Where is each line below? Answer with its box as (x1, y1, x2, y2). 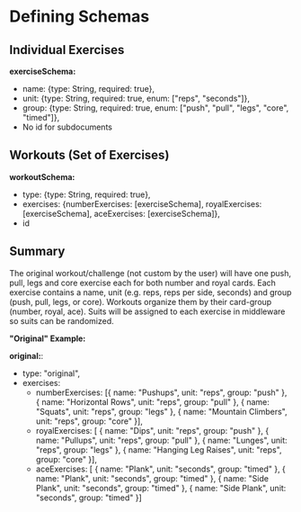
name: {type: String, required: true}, (22, 84, 155, 94)
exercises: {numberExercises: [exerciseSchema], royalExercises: (22, 198, 262, 209)
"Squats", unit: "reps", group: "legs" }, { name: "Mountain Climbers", (35, 406, 288, 417)
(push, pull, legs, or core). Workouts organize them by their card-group (9, 296, 272, 307)
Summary (9, 244, 66, 259)
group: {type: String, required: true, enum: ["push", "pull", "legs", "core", (22, 103, 289, 113)
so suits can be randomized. (9, 315, 114, 326)
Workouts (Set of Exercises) (9, 148, 170, 163)
